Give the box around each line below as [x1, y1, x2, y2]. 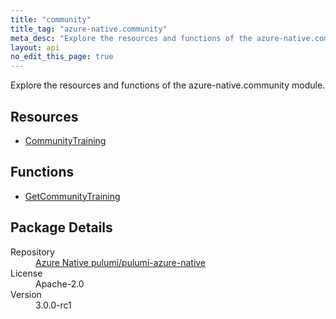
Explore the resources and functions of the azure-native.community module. [10, 79, 326, 91]
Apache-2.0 [35, 277, 85, 290]
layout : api [10, 42, 60, 53]
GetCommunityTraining [24, 190, 121, 202]
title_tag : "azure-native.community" [10, 24, 168, 34]
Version [10, 288, 42, 300]
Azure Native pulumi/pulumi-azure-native [35, 256, 207, 268]
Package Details [10, 219, 113, 236]
